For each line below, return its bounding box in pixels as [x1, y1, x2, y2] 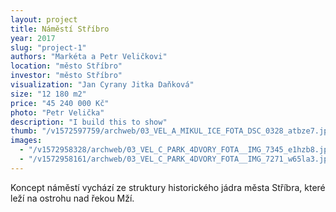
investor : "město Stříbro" [10, 71, 123, 81]
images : [10, 136, 43, 146]
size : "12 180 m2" [10, 89, 87, 99]
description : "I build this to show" [10, 117, 168, 127]
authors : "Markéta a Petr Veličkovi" [10, 52, 168, 62]
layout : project [10, 14, 78, 25]
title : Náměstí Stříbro [10, 24, 110, 34]
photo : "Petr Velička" [10, 107, 105, 118]
